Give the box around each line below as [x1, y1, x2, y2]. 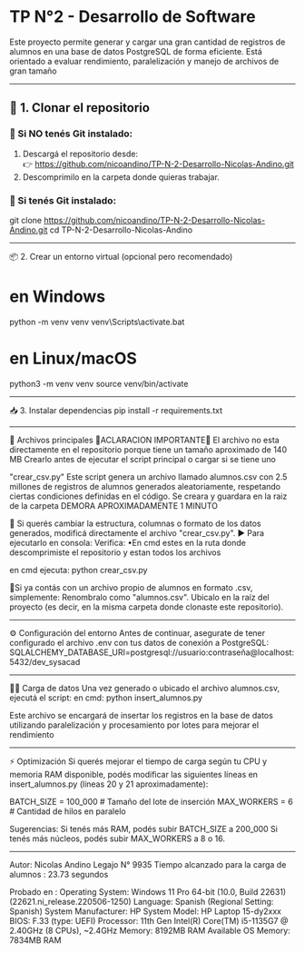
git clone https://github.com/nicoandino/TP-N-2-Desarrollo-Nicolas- [9, 214, 266, 225]
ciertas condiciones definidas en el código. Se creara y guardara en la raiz [9, 491, 288, 501]
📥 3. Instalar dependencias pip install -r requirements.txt [9, 404, 222, 415]
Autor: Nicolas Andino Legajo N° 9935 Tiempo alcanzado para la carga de [9, 859, 287, 869]
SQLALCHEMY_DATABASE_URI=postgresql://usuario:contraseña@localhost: [9, 647, 295, 658]
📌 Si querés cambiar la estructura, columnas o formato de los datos [9, 518, 261, 529]
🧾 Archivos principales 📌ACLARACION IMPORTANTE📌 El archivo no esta [9, 434, 280, 445]
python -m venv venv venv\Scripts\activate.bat [9, 316, 185, 327]
